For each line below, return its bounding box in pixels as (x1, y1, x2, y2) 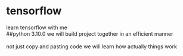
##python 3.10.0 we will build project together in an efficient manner (6, 30, 173, 37)
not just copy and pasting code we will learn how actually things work (6, 43, 178, 50)
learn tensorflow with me (6, 24, 67, 31)
